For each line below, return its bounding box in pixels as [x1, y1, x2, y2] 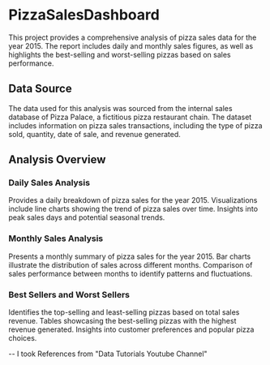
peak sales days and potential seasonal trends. [8, 213, 165, 222]
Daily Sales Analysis [8, 177, 91, 188]
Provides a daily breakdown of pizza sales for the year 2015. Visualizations [8, 195, 258, 205]
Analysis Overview [8, 152, 106, 167]
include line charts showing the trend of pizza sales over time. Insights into [8, 204, 258, 214]
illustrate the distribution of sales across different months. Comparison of [8, 260, 253, 269]
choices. [8, 333, 37, 343]
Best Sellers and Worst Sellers [8, 289, 131, 300]
